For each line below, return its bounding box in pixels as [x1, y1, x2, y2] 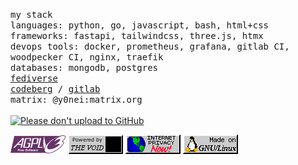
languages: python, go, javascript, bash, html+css [10, 20, 270, 31]
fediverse [10, 73, 58, 84]
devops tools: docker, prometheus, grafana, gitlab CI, [10, 41, 290, 52]
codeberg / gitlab [10, 84, 101, 94]
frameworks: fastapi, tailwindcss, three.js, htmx [10, 30, 264, 41]
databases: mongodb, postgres [10, 62, 159, 73]
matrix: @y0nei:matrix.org [10, 94, 143, 105]
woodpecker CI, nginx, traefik [10, 52, 164, 63]
